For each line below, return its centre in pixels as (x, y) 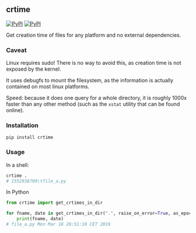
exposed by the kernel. (34, 69)
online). (15, 110)
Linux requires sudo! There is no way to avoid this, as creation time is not (94, 63)
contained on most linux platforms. (48, 86)
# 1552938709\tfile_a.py (36, 181)
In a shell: (17, 165)
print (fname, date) (40, 219)
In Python (17, 192)
